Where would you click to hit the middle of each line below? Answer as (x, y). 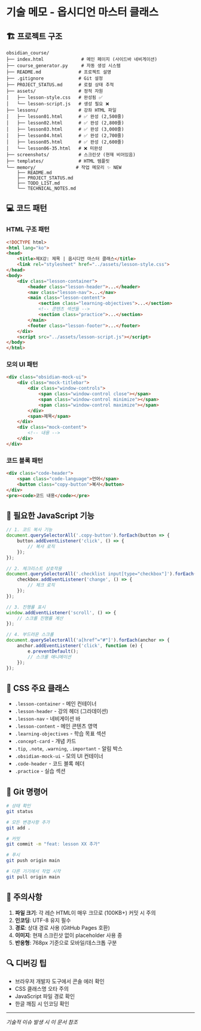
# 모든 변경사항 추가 (28, 822)
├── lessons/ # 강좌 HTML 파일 (61, 110)
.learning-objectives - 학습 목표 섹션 (60, 733)
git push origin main (33, 861)
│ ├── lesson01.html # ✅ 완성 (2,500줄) (65, 117)
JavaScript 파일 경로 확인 (45, 996)
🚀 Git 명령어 (27, 792)
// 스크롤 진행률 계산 (40, 618)
